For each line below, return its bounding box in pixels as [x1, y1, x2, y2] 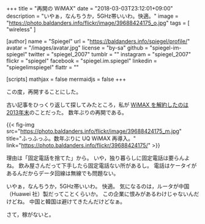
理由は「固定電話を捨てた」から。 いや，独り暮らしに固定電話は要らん [6, 154, 185, 162]
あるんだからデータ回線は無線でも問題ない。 [6, 170, 119, 177]
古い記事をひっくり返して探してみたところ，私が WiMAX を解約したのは [6, 101, 189, 108]
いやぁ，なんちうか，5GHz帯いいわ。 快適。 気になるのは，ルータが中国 [6, 182, 190, 190]
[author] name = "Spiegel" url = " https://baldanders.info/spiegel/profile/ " [6, 38, 190, 45]
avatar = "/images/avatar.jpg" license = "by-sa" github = [6, 44, 149, 51]
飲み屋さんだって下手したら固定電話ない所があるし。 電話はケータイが [18, 162, 197, 169]
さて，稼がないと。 [6, 211, 55, 218]
